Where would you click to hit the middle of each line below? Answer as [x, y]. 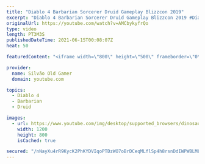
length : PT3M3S [26, 35]
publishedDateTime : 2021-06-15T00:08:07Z [60, 40]
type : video [21, 29]
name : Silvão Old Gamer [42, 73]
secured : [17, 152]
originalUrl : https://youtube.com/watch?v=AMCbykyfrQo [77, 23]
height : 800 [32, 135]
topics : [16, 90]
